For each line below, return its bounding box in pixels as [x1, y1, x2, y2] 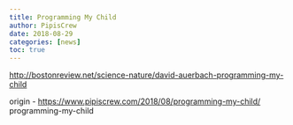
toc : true [9, 46, 46, 55]
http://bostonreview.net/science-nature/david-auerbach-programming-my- [9, 70, 284, 80]
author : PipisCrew [9, 21, 77, 30]
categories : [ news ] [9, 37, 81, 47]
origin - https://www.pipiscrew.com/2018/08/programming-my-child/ [9, 96, 261, 107]
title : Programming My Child [9, 12, 117, 22]
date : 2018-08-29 [9, 29, 73, 38]
